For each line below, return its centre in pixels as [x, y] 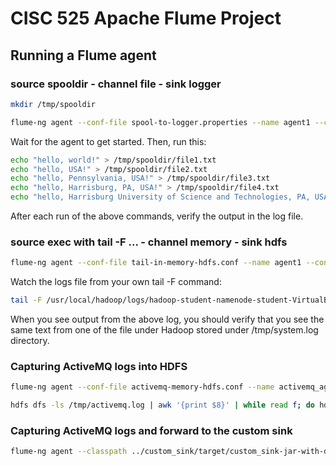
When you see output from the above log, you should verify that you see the [167, 319]
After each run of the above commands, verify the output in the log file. [157, 216]
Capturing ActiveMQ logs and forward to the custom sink [151, 431]
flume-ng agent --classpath [69, 452]
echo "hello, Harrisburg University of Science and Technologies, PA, [160, 197]
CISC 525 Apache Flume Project [146, 18]
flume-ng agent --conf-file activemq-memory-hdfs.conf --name [142, 387]
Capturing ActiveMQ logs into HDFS [99, 366]
